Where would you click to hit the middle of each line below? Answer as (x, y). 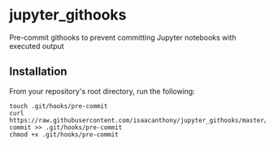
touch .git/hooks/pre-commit (59, 106)
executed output (37, 45)
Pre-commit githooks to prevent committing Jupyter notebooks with (123, 37)
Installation (38, 72)
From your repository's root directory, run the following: (102, 91)
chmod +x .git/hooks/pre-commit (64, 134)
